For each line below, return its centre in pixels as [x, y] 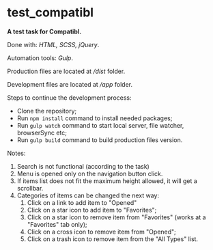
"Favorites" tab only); [57, 224]
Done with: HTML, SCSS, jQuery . [53, 44]
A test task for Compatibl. [44, 31]
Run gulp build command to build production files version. [100, 140]
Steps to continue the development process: [69, 98]
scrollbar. [30, 188]
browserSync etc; [42, 133]
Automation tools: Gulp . [40, 58]
